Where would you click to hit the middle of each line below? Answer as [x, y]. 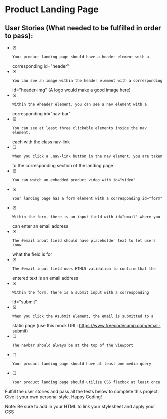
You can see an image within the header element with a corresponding [87, 81]
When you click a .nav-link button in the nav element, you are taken [87, 156]
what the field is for [32, 254]
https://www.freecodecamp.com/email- [120, 326]
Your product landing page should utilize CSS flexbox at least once [86, 382]
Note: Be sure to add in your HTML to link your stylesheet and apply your [80, 407]
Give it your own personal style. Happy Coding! [54, 397]
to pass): [19, 35]
